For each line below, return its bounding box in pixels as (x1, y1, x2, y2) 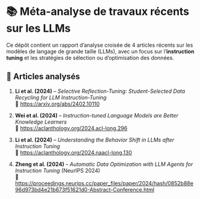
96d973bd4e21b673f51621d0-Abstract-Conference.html (14, 186, 155, 193)
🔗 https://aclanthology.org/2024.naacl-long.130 (14, 149, 132, 156)
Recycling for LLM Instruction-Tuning (14, 94, 107, 101)
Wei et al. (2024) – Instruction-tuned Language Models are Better (14, 111, 179, 119)
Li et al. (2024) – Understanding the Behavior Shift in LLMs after (14, 136, 175, 143)
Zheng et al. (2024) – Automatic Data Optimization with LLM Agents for (14, 160, 193, 168)
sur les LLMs (6, 22, 71, 35)
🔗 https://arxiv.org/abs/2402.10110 (14, 100, 100, 107)
